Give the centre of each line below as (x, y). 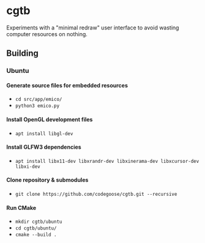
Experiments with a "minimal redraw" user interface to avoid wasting (93, 28)
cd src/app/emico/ (39, 99)
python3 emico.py (37, 106)
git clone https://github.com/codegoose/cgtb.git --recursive (96, 194)
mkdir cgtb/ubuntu (39, 222)
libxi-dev (28, 166)
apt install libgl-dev (44, 133)
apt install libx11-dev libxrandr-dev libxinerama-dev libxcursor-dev (107, 161)
